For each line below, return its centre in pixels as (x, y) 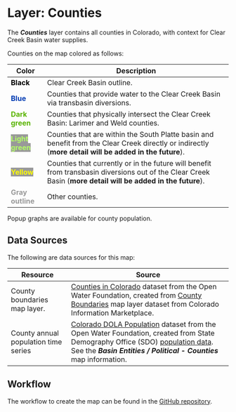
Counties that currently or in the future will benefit (129, 163)
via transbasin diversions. (89, 102)
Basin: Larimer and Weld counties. (103, 123)
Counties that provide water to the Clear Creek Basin (134, 94)
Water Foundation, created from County (137, 295)
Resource (37, 274)
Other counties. (72, 197)
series (21, 350)
